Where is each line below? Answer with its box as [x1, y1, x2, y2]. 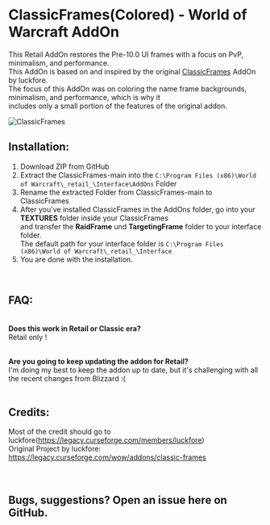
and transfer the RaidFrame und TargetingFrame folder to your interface [19, 221, 262, 231]
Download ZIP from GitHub [19, 162, 110, 171]
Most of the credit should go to [8, 426, 111, 437]
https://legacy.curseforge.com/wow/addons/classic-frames [8, 452, 207, 462]
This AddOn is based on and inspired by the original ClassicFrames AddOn [8, 66, 256, 76]
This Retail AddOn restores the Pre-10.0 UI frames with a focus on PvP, [8, 49, 244, 59]
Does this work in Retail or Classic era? [8, 323, 141, 333]
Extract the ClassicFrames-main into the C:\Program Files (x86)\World [19, 170, 256, 179]
